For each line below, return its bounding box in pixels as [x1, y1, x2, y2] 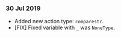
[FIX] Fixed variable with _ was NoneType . [14, 24, 116, 31]
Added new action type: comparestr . [14, 18, 104, 25]
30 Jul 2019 [5, 4, 41, 13]
